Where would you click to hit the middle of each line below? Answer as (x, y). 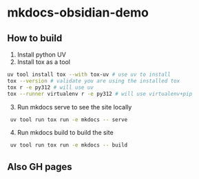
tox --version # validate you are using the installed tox (94, 81)
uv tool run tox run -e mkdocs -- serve (69, 119)
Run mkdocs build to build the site (65, 133)
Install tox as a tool (44, 62)
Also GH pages (40, 167)
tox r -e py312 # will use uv (51, 87)
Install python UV (42, 54)
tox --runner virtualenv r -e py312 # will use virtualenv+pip (100, 94)
